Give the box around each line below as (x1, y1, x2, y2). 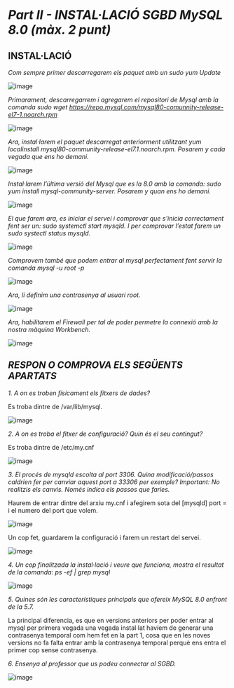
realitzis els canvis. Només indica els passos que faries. (8, 485, 170, 493)
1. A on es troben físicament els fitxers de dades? (8, 389, 151, 397)
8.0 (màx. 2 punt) (8, 22, 111, 38)
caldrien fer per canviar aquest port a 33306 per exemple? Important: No (8, 477, 220, 486)
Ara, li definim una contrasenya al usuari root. (8, 291, 141, 299)
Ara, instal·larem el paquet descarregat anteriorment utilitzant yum (8, 137, 202, 146)
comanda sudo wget (8, 103, 68, 111)
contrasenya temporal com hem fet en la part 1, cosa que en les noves (8, 631, 211, 639)
